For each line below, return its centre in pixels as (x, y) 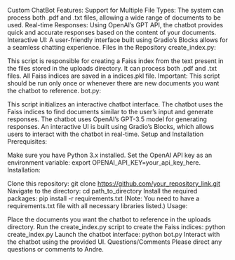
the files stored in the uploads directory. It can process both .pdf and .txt (112, 68)
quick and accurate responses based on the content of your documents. (112, 32)
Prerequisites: (27, 142)
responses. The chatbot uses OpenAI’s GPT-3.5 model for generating (107, 119)
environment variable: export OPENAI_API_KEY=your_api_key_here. (104, 163)
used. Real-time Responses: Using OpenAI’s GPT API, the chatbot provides (115, 25)
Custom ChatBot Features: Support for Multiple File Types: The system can (116, 10)
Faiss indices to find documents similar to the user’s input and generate (110, 112)
